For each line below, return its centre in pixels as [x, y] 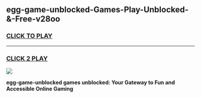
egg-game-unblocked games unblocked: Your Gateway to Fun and [91, 82]
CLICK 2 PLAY [27, 58]
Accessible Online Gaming [40, 88]
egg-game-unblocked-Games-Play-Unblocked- [98, 10]
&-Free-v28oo [33, 19]
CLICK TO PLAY [29, 36]
